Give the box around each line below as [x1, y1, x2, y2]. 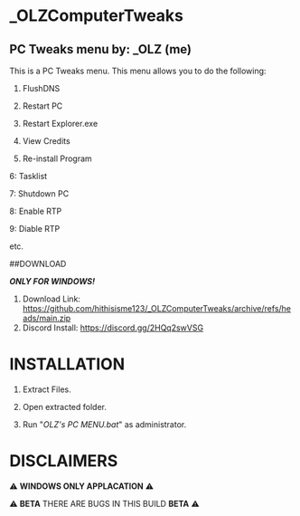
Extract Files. [22, 384, 71, 395]
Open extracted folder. [22, 401, 107, 412]
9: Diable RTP [9, 224, 61, 234]
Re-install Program [22, 153, 92, 164]
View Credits [22, 136, 70, 146]
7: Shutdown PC [9, 188, 70, 199]
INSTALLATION [9, 354, 125, 375]
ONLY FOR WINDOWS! [9, 276, 96, 286]
